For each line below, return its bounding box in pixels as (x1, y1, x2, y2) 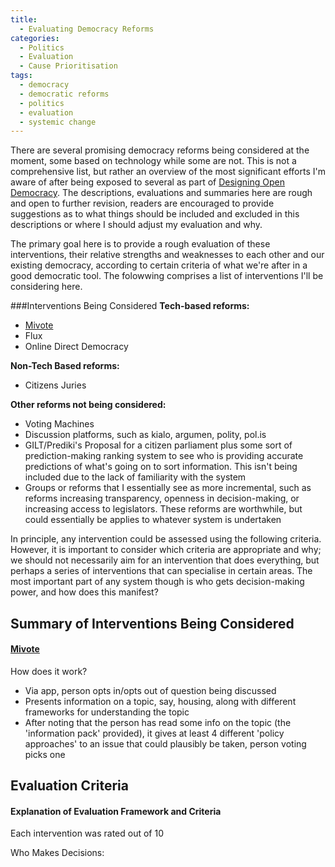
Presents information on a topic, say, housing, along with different (24, 695, 297, 707)
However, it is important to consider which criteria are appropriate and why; (10, 544, 322, 556)
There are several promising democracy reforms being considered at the (10, 144, 310, 156)
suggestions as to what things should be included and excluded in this (10, 208, 300, 220)
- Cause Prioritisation (19, 61, 118, 71)
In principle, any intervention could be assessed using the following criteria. (10, 533, 322, 545)
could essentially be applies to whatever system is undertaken (24, 514, 282, 526)
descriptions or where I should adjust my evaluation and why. (10, 219, 263, 231)
